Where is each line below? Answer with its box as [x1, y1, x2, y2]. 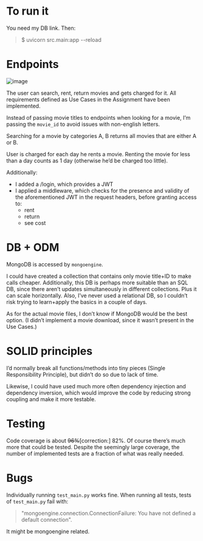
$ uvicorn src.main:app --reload [21, 36, 102, 43]
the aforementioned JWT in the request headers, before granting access [15, 193, 197, 201]
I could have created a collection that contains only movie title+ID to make [6, 272, 191, 280]
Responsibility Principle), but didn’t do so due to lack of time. [6, 371, 159, 378]
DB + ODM [6, 241, 60, 255]
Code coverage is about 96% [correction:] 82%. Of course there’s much [6, 436, 185, 444]
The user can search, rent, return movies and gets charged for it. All [6, 89, 176, 97]
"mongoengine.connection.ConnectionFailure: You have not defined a [21, 509, 196, 517]
